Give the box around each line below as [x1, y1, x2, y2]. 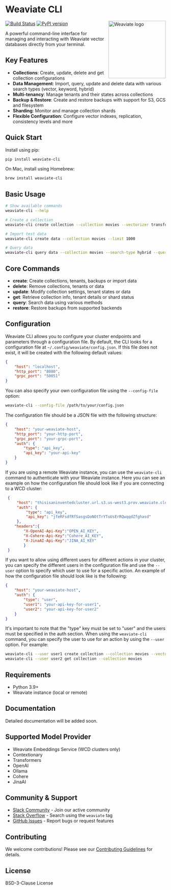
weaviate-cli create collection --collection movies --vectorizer [5, 222, 149, 227]
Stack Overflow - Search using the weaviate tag [12, 812, 113, 819]
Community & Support [5, 793, 78, 802]
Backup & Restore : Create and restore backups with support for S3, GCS [12, 97, 166, 103]
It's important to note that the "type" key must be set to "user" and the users [5, 626, 166, 632]
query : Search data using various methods [12, 299, 103, 305]
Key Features [5, 56, 48, 65]
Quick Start [5, 133, 42, 142]
